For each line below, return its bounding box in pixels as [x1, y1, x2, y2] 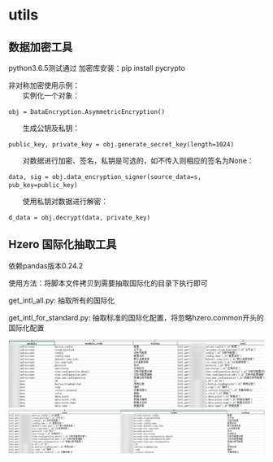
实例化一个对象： [23, 91, 80, 100]
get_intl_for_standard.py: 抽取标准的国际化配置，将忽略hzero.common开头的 [8, 312, 264, 322]
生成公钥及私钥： [23, 124, 80, 133]
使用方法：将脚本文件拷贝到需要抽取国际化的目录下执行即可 [8, 278, 208, 288]
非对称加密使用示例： [8, 81, 80, 90]
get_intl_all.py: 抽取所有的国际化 [8, 295, 115, 305]
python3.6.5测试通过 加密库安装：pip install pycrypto [8, 63, 185, 72]
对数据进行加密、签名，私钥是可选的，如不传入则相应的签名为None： [23, 156, 254, 165]
